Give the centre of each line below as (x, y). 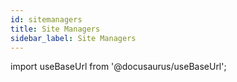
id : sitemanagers (46, 19)
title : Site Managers (55, 29)
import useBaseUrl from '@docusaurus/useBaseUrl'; (118, 67)
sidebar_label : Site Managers (73, 38)
